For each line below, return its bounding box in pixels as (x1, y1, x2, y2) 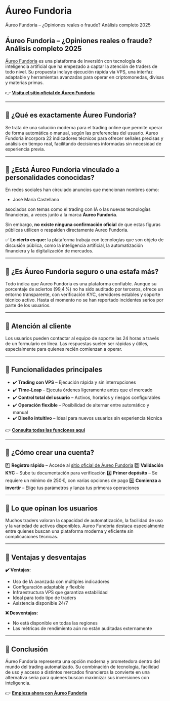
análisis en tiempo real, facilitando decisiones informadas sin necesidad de (5, 140, 162, 146)
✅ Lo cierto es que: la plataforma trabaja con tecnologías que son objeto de (5, 237, 164, 243)
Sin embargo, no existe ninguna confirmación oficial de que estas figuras (5, 222, 161, 228)
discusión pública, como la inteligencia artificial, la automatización (5, 242, 143, 248)
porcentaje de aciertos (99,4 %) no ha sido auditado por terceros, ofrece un (5, 286, 163, 292)
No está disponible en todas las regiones (12, 620, 98, 626)
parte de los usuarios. (5, 302, 51, 309)
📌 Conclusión (5, 645, 48, 653)
